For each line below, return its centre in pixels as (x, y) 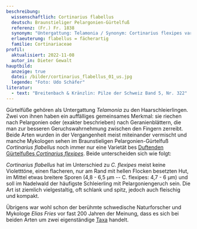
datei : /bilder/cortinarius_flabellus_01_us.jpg (72, 77)
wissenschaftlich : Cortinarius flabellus (63, 17)
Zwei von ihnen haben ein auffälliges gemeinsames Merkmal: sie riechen (94, 116)
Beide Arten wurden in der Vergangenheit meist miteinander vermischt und (96, 135)
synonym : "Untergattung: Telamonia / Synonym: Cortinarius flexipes (97, 33)
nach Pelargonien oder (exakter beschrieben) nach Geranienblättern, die (94, 122)
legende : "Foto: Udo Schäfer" (48, 83)
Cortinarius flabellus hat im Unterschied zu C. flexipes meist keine (86, 165)
